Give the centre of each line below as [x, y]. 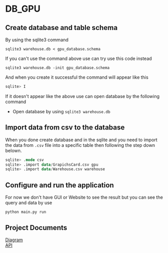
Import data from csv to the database [65, 128]
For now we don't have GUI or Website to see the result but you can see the [84, 197]
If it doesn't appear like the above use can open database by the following [82, 96]
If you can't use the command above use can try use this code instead [79, 58]
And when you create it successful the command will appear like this [77, 77]
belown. [14, 150]
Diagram [14, 240]
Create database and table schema [61, 28]
